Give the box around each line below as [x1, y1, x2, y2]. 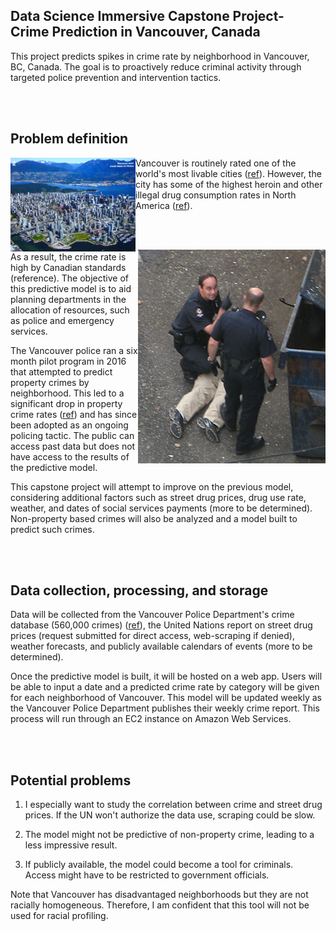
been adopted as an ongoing [10, 419, 129, 431]
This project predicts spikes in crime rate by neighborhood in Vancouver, [10, 50, 310, 62]
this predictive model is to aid [10, 282, 132, 294]
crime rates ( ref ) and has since [10, 408, 138, 420]
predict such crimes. [10, 523, 95, 535]
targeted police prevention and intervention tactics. [10, 71, 222, 83]
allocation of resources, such [10, 304, 130, 316]
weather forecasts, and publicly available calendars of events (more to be [10, 640, 313, 653]
